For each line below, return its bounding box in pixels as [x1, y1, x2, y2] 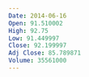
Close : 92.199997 [8, 42, 67, 50]
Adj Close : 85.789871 [8, 49, 82, 57]
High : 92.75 [8, 26, 49, 34]
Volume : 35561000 [8, 57, 67, 65]
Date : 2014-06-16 [8, 11, 67, 20]
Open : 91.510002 [8, 19, 63, 27]
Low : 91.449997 [8, 34, 60, 43]
